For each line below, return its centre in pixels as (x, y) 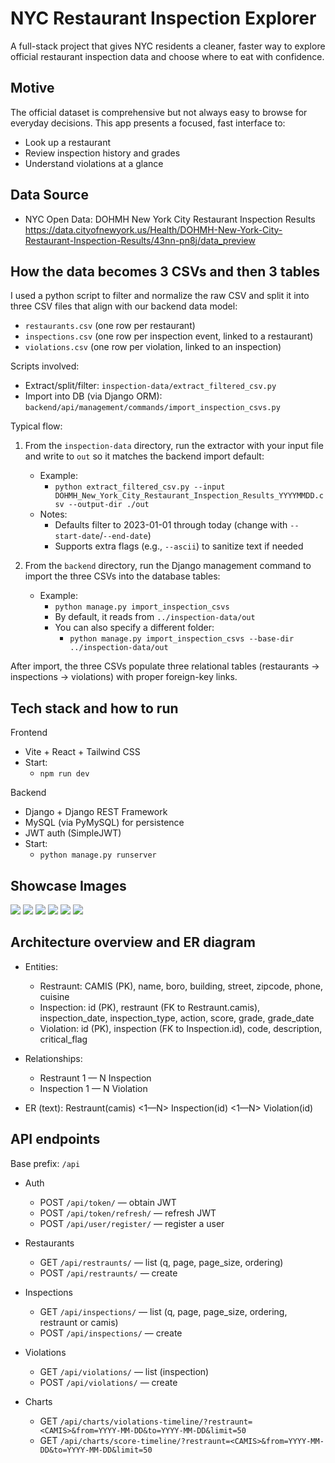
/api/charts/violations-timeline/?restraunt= (156, 1422)
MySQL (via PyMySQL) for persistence (104, 823)
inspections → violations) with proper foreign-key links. (124, 677)
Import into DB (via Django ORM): (93, 396)
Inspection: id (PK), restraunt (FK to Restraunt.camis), (150, 1007)
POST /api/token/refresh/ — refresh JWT (128, 1213)
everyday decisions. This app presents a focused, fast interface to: (148, 123)
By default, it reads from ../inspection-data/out (155, 617)
